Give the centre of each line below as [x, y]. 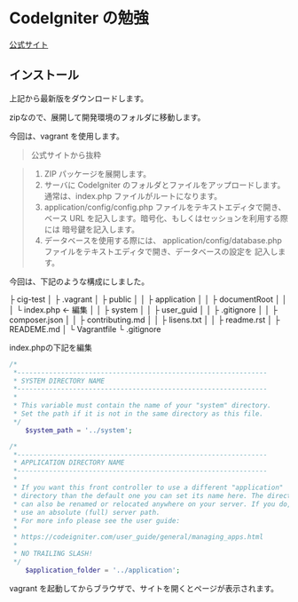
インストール [44, 75]
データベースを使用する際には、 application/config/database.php [163, 240]
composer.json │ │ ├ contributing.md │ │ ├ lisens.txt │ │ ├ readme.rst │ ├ [145, 320]
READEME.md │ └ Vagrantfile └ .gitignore [85, 329]
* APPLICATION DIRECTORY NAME [69, 463]
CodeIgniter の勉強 [79, 18]
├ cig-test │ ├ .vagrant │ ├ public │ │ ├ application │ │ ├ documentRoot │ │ [149, 299]
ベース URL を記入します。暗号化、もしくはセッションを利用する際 [166, 218]
